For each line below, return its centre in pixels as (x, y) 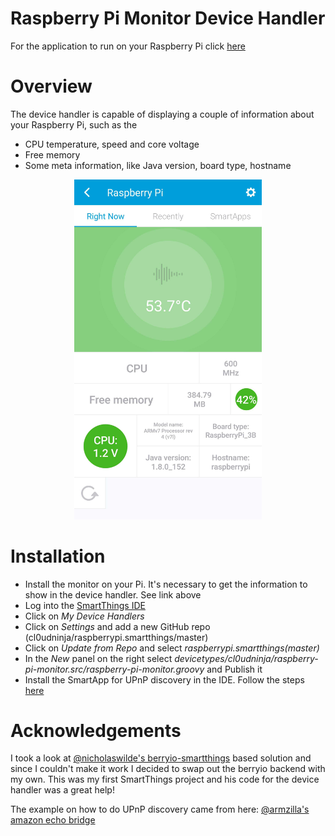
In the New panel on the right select (98, 658)
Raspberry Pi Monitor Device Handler (168, 18)
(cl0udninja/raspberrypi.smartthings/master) (116, 637)
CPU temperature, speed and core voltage (112, 144)
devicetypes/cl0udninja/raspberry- (246, 658)
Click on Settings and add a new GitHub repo (117, 626)
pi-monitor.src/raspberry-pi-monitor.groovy (114, 669)
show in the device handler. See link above (113, 594)
